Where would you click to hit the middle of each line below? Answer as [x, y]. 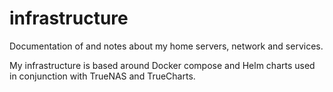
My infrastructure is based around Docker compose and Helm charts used [162, 65]
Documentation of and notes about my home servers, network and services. [166, 46]
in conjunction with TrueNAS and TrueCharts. [102, 76]
